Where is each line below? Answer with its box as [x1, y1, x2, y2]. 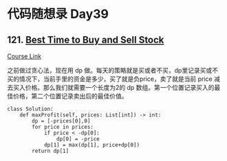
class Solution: [7, 106, 54, 112]
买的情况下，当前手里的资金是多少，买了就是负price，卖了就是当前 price [7, 75, 213, 83]
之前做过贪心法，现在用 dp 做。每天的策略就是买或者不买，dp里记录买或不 [7, 66, 219, 74]
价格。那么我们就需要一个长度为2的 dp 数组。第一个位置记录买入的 [25, 84, 215, 91]
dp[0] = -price [56, 136, 100, 143]
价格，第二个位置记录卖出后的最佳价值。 [12, 92, 128, 100]
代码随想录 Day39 [7, 6, 109, 22]
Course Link [7, 52, 41, 60]
